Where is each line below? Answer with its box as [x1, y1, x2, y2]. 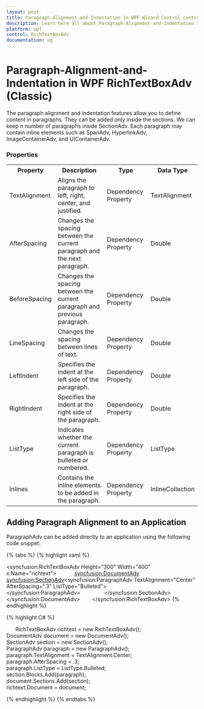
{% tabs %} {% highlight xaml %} [6, 551, 90, 559]
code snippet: [6, 540, 41, 547]
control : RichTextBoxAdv [6, 32, 69, 38]
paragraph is [57, 449, 94, 457]
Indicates [57, 425, 84, 434]
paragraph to [57, 184, 95, 192]
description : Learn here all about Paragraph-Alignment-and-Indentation [6, 20, 194, 26]
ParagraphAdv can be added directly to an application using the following [6, 533, 190, 540]
